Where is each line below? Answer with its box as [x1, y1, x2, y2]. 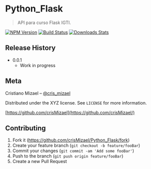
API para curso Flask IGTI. [17, 19, 71, 25]
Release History [5, 43, 56, 52]
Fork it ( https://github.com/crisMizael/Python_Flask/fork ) [12, 137, 130, 143]
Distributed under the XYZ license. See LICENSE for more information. [5, 99, 147, 105]
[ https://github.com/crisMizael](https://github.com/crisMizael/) [5, 109, 135, 115]
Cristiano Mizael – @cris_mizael [5, 90, 71, 96]
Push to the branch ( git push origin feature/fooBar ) [12, 153, 123, 159]
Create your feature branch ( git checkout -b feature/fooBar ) [12, 142, 140, 148]
